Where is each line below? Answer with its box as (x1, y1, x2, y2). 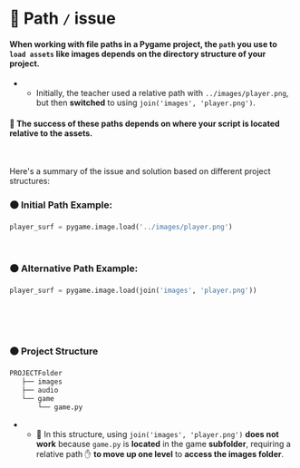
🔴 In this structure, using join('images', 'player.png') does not (35, 428, 279, 439)
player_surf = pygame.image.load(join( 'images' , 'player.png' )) (9, 286, 257, 296)
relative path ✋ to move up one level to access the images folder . (35, 448, 284, 459)
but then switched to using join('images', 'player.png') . (35, 97, 256, 108)
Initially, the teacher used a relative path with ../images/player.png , (35, 88, 289, 99)
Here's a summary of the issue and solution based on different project (9, 165, 271, 176)
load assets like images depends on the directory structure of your (9, 48, 266, 59)
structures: (9, 175, 50, 186)
